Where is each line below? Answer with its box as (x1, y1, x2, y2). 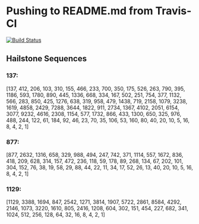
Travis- (155, 4, 192, 18)
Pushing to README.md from (6, 4, 153, 18)
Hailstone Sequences (6, 53, 87, 64)
